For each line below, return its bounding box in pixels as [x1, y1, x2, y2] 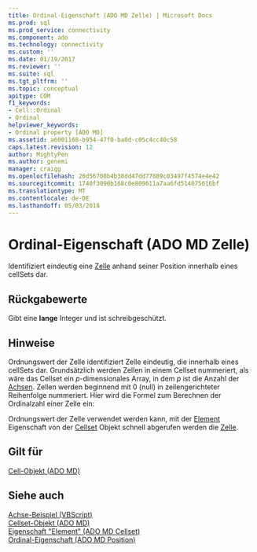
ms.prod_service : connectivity [8, 26, 111, 34]
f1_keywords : [8, 99, 51, 107]
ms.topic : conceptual [8, 84, 79, 93]
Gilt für [8, 445, 43, 458]
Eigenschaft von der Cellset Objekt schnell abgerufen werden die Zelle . [8, 422, 239, 432]
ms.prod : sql [8, 19, 51, 27]
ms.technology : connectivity [8, 41, 104, 49]
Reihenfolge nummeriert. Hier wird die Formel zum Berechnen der [8, 390, 222, 399]
